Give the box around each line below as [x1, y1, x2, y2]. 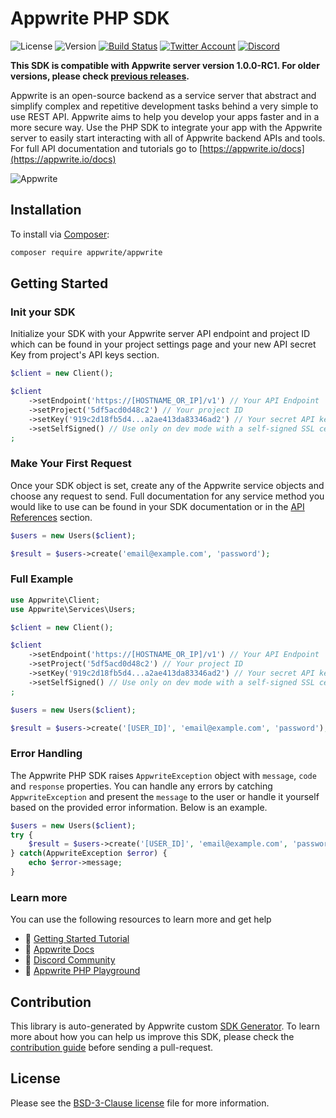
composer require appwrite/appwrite [10, 247, 163, 257]
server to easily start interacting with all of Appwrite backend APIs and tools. [10, 132, 326, 144]
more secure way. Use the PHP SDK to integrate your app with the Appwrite [10, 121, 323, 133]
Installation [10, 202, 82, 219]
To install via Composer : [10, 228, 110, 240]
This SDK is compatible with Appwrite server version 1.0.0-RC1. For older [10, 59, 320, 71]
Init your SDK [10, 305, 76, 319]
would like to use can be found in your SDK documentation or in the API [10, 500, 305, 512]
